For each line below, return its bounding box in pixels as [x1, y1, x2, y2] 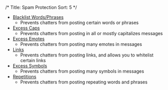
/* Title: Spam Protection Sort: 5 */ [5, 5, 77, 10]
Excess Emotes [12, 36, 45, 42]
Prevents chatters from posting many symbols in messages [20, 68, 145, 74]
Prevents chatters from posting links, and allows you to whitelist [20, 52, 154, 58]
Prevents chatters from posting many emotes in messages [20, 41, 142, 47]
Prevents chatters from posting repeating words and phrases [20, 79, 148, 85]
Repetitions [12, 74, 37, 79]
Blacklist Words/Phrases [12, 14, 64, 20]
